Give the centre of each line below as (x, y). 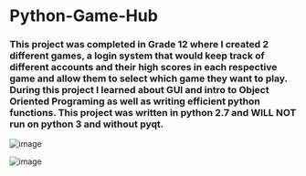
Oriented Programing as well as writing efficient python (135, 101)
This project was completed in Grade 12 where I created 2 (139, 45)
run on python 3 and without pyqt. (87, 124)
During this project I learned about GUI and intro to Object (139, 90)
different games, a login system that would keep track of (137, 56)
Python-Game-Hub (84, 16)
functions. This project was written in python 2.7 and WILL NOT (153, 113)
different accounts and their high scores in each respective (143, 67)
